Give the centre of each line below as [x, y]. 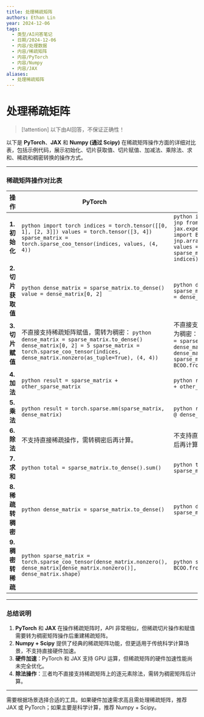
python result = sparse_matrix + [70, 381]
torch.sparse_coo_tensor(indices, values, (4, [90, 244]
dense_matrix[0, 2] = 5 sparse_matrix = [81, 346]
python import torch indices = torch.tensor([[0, [95, 226]
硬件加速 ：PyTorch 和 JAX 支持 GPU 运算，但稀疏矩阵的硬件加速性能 [101, 658]
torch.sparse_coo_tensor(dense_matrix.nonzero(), [95, 562]
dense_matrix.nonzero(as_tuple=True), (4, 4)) [90, 358]
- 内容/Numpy [27, 63]
